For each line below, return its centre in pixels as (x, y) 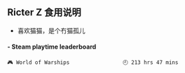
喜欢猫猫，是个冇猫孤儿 (51, 31)
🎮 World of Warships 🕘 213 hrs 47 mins (93, 63)
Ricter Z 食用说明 (44, 13)
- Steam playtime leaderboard (52, 47)
